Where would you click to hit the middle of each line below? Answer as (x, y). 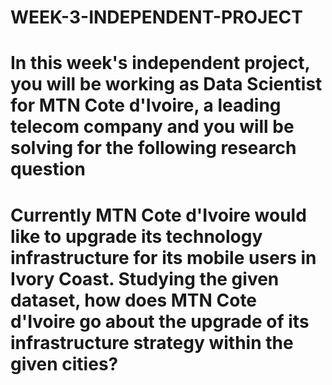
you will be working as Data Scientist (166, 84)
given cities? (64, 363)
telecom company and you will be (152, 127)
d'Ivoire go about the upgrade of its (160, 321)
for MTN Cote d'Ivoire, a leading (146, 105)
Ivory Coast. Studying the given (145, 278)
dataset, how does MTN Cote (134, 300)
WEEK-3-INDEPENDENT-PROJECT (156, 17)
